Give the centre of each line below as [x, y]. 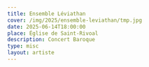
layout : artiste [31, 53]
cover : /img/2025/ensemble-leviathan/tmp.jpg [74, 20]
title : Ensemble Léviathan [47, 14]
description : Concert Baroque [51, 40]
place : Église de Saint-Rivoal [53, 33]
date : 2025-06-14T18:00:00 [47, 27]
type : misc [23, 46]
